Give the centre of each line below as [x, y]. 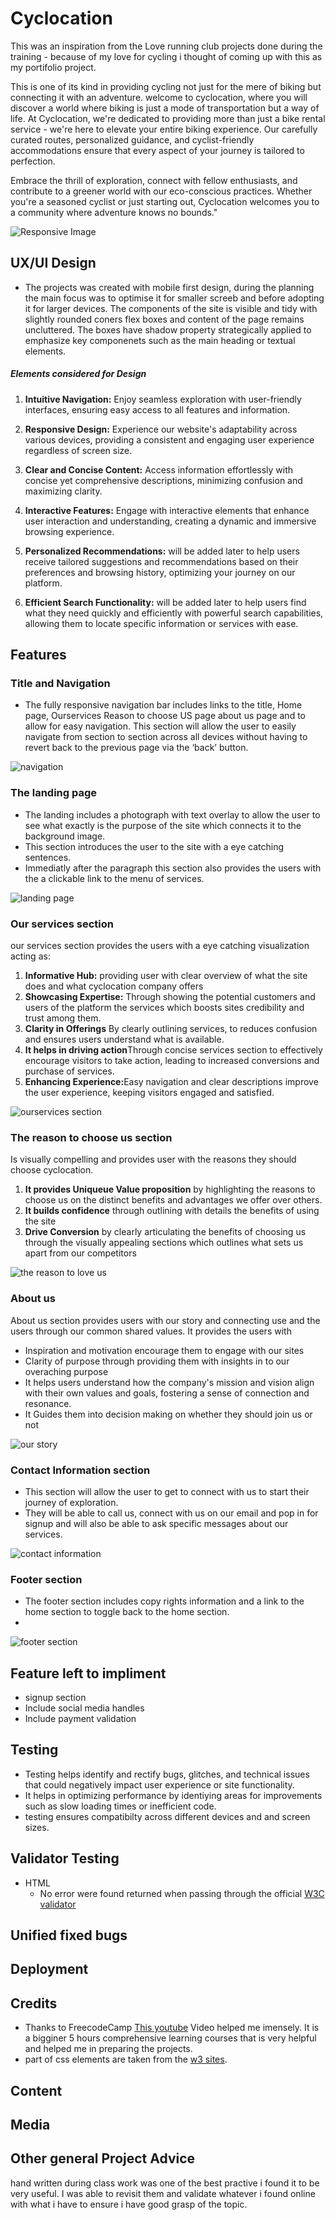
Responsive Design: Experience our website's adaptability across [161, 429]
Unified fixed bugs [69, 1935]
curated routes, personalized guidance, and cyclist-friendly [132, 139]
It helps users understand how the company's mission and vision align [169, 1382]
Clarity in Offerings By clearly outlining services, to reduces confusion [171, 1028]
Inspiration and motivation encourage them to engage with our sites [164, 1350]
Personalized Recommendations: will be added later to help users [162, 551]
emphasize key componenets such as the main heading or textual [160, 340]
